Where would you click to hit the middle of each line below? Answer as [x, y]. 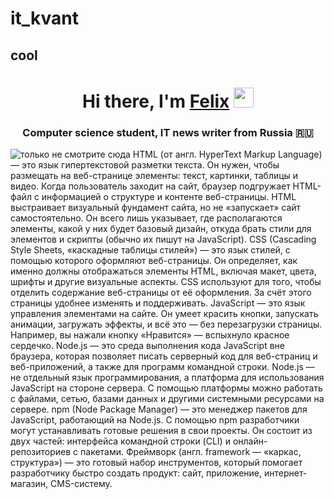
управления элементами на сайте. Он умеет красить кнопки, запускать [164, 314]
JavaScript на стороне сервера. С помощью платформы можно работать [166, 388]
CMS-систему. [81, 484]
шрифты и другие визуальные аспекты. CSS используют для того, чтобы [166, 282]
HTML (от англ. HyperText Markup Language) [227, 154]
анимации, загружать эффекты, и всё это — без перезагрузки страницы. [166, 324]
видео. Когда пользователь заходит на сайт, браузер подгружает [150, 186]
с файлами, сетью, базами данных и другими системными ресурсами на [167, 399]
